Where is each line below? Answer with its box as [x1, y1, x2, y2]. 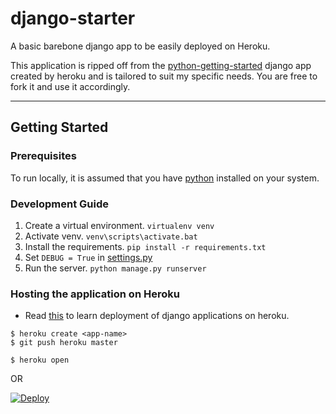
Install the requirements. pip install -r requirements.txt [24, 240, 267, 252]
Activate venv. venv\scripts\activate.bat [24, 230, 198, 242]
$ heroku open [10, 355, 70, 366]
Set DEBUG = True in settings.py [24, 251, 153, 263]
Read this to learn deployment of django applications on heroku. [24, 310, 290, 322]
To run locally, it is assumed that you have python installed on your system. [10, 172, 320, 184]
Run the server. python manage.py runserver [24, 262, 207, 274]
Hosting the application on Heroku [10, 287, 180, 301]
